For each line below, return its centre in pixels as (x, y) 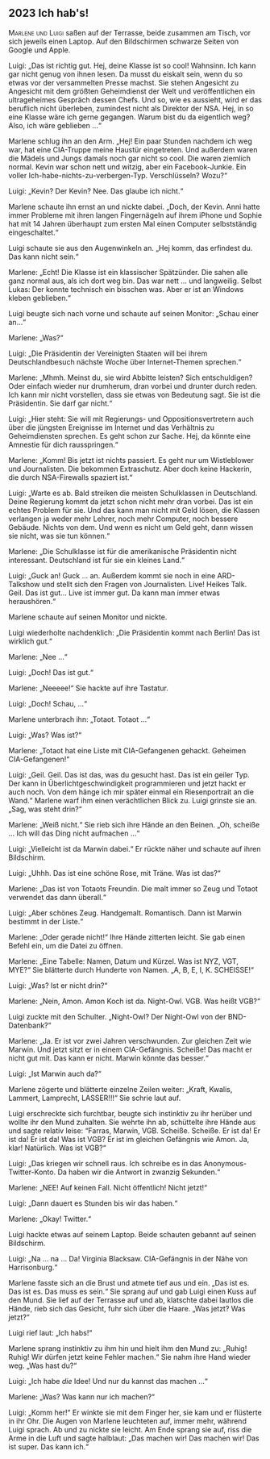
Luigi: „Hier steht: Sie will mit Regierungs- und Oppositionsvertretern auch (131, 419)
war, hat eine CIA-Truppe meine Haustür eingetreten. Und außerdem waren (133, 149)
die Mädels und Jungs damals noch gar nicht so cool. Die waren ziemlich (130, 158)
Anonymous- (225, 1163)
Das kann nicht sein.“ (44, 256)
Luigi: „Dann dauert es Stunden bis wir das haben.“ (93, 1203)
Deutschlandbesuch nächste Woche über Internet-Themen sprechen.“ (125, 361)
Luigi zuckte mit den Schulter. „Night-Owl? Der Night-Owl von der (117, 1016)
